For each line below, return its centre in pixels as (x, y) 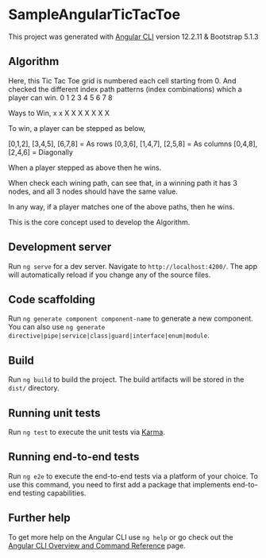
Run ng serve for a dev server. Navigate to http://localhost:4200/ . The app (133, 266)
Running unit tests (54, 413)
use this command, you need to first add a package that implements (120, 484)
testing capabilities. (54, 493)
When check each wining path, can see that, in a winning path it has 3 (123, 183)
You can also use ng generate (57, 327)
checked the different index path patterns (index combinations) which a (125, 89)
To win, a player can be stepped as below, (77, 128)
